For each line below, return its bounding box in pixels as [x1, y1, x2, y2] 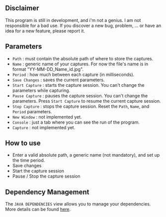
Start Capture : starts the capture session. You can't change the [12, 82, 145, 88]
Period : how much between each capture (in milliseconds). [12, 71, 135, 77]
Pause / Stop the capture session [12, 173, 81, 179]
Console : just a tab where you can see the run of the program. [12, 119, 140, 125]
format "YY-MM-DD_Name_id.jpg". [12, 66, 83, 72]
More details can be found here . [5, 207, 71, 213]
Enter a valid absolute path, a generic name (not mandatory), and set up [12, 152, 160, 158]
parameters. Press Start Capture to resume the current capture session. [12, 98, 161, 104]
